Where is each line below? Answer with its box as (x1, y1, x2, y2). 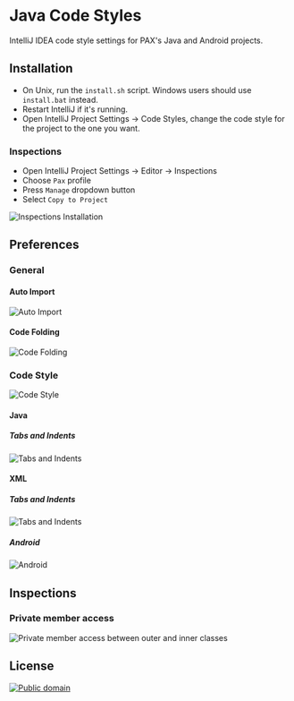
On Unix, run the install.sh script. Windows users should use (21, 84, 252, 95)
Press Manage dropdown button (21, 184, 136, 195)
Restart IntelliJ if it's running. (21, 104, 128, 115)
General (9, 264, 45, 277)
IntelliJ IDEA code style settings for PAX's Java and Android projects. (9, 35, 264, 46)
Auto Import (9, 286, 55, 296)
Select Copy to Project (21, 194, 109, 205)
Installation (9, 61, 73, 76)
